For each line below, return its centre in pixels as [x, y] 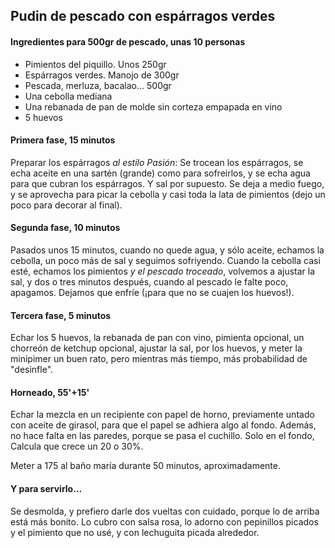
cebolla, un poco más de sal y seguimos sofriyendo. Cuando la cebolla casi [165, 260]
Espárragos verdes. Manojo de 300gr [102, 75]
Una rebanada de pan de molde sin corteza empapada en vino [153, 106]
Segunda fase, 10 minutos [65, 228]
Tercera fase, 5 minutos [61, 315]
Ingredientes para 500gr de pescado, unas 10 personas [128, 41]
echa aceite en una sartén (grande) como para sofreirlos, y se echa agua [160, 173]
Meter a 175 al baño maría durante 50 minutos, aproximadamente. [145, 466]
